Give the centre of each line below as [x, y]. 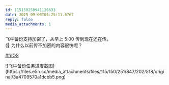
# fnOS [12, 56]
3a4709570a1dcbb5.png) [39, 77]
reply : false [19, 19]
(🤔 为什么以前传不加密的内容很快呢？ [44, 46]
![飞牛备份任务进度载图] [30, 66]
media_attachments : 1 [28, 24]
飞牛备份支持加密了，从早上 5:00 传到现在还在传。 [58, 39]
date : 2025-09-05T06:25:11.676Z [39, 15]
